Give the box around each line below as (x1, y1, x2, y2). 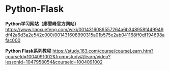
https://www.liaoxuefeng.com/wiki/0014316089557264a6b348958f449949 (5, 26, 164, 32)
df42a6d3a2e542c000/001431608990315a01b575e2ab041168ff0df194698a (5, 32, 165, 38)
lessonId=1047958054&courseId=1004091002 (5, 59, 103, 65)
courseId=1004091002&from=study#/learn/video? (5, 53, 111, 59)
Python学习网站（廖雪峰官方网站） (5, 20, 79, 27)
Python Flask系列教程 (5, 48, 52, 54)
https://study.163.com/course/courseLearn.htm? (52, 48, 154, 54)
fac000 (5, 37, 21, 43)
